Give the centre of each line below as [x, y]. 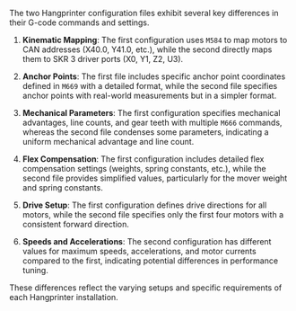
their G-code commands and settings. [79, 22]
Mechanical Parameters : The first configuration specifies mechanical [151, 113]
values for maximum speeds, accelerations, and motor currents [139, 251]
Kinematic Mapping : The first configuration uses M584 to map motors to [155, 40]
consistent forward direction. [76, 224]
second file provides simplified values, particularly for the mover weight [155, 178]
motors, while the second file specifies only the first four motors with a [153, 214]
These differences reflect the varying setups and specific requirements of [146, 288]
